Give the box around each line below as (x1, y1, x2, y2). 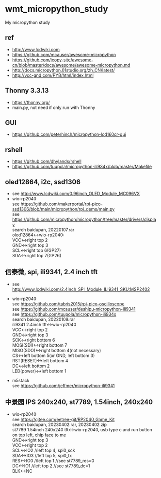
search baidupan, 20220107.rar (12, 227, 75, 232)
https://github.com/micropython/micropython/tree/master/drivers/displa (12, 216, 156, 222)
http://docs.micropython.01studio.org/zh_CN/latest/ (12, 67, 115, 73)
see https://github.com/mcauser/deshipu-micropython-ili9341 (12, 306, 136, 312)
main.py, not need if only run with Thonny (12, 105, 96, 110)
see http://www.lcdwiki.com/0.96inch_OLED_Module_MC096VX (12, 191, 140, 196)
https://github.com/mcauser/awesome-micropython (12, 52, 116, 57)
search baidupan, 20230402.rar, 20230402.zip (12, 422, 107, 427)
